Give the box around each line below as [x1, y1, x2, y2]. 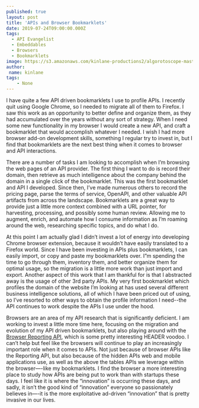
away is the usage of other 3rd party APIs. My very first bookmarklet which [6, 277, 190, 284]
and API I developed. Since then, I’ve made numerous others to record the [6, 184, 187, 191]
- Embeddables [11, 42, 46, 48]
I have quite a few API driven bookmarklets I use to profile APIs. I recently [6, 97, 185, 104]
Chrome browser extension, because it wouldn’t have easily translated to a [6, 240, 188, 246]
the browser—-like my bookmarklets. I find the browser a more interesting [6, 365, 187, 372]
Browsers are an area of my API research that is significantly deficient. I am [6, 314, 190, 321]
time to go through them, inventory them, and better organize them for [6, 259, 178, 265]
